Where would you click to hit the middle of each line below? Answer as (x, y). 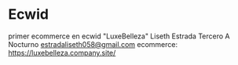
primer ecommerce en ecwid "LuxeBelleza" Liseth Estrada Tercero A (119, 36)
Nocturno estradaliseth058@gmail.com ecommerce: (93, 44)
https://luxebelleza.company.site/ (62, 52)
